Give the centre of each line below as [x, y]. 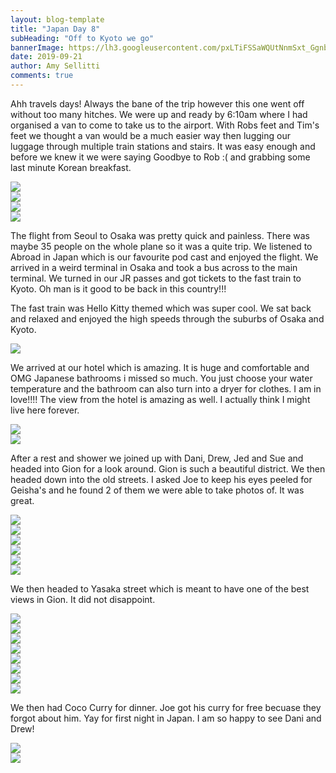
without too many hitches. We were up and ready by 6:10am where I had [159, 114]
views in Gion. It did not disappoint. [83, 599]
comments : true [42, 76]
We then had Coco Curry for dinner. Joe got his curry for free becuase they [166, 707]
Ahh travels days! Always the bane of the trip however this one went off [157, 103]
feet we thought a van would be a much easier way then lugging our [150, 135]
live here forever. [45, 410]
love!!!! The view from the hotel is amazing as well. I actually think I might [160, 399]
